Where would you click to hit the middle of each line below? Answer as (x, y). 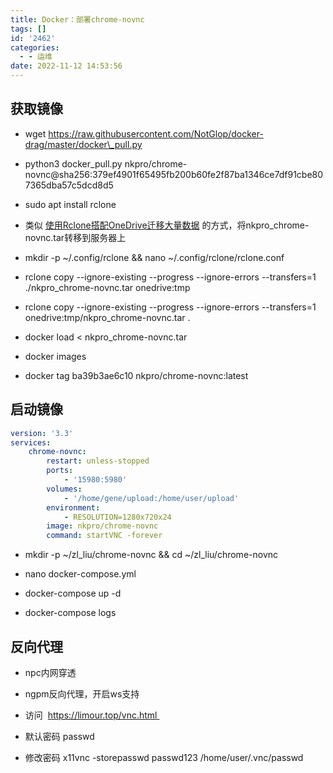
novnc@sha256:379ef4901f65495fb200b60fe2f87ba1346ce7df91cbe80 (174, 174)
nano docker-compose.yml (80, 574)
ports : (60, 471)
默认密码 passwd (59, 736)
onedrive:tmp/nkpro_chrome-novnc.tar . (107, 317)
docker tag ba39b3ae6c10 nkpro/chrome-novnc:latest (136, 375)
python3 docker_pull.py (73, 163)
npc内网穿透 (50, 672)
